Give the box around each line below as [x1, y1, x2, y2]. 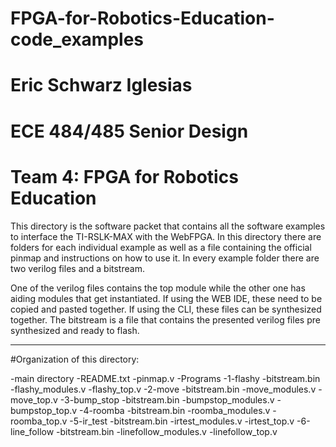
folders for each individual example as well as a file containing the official [10, 241, 312, 253]
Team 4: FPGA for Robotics [10, 165, 239, 188]
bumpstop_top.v [10, 404, 78, 416]
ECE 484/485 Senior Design [10, 120, 249, 142]
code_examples [10, 28, 145, 51]
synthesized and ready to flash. [10, 324, 140, 336]
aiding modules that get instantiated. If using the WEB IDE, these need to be [10, 292, 323, 304]
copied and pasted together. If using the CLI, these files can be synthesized [10, 303, 322, 315]
